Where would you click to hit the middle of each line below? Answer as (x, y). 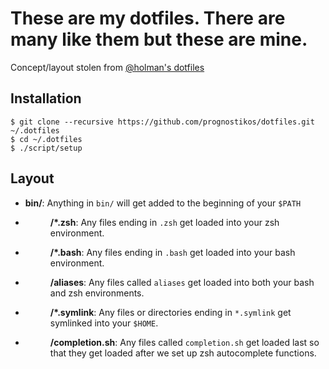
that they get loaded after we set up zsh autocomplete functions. (183, 353)
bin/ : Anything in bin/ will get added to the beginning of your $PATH (163, 203)
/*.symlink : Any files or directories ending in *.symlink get (170, 312)
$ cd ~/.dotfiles (46, 139)
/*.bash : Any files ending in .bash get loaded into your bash (172, 252)
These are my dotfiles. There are (148, 18)
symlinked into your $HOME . (104, 323)
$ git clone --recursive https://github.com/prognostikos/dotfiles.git (162, 122)
